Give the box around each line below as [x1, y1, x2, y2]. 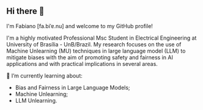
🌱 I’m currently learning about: [6, 71, 83, 79]
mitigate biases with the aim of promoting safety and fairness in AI [6, 53, 173, 61]
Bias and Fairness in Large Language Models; [15, 84, 130, 91]
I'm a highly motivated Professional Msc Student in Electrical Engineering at [6, 34, 197, 42]
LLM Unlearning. [15, 97, 57, 104]
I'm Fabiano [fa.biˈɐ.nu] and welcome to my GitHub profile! [6, 22, 153, 29]
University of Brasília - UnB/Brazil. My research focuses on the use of [6, 40, 182, 48]
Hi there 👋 [6, 6, 45, 16]
